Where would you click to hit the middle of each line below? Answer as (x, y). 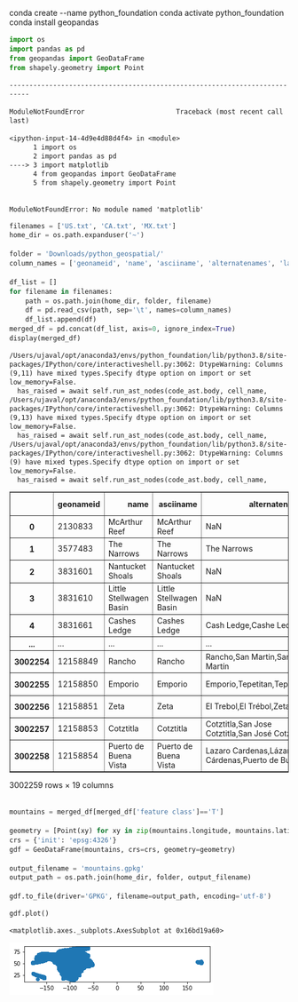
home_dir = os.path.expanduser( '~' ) (77, 235)
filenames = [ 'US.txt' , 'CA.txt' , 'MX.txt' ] (93, 226)
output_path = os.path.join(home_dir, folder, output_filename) (130, 878)
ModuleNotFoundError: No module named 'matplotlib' (106, 209)
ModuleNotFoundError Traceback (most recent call (146, 111)
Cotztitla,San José (239, 733)
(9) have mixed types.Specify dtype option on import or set (125, 462)
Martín (217, 666)
